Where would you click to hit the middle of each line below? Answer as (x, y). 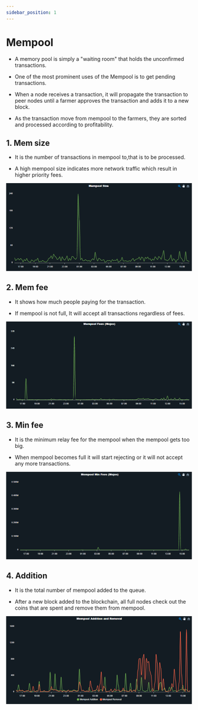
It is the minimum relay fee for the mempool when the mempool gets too (102, 439)
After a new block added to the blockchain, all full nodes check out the (100, 601)
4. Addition (27, 576)
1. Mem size (28, 143)
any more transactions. (42, 463)
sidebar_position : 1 (32, 12)
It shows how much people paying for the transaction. (80, 302)
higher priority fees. (39, 175)
